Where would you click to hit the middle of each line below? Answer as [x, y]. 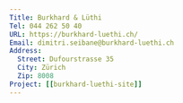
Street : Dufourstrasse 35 [66, 59]
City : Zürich [42, 68]
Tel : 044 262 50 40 [46, 26]
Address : [26, 51]
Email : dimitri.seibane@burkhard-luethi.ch [92, 43]
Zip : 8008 [35, 76]
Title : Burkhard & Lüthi [56, 17]
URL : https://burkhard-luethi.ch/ [74, 34]
